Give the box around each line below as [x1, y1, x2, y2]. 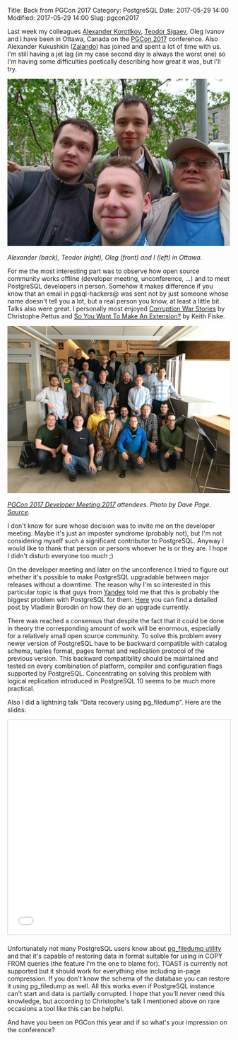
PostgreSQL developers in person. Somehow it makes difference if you [7, 282, 213, 290]
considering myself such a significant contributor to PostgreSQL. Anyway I [7, 537, 225, 545]
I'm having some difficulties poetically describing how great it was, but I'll [7, 57, 221, 66]
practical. [7, 684, 35, 693]
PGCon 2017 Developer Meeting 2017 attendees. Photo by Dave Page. [7, 500, 212, 509]
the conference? [7, 1026, 55, 1034]
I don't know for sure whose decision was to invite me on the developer [7, 521, 215, 530]
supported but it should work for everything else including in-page [7, 967, 201, 975]
